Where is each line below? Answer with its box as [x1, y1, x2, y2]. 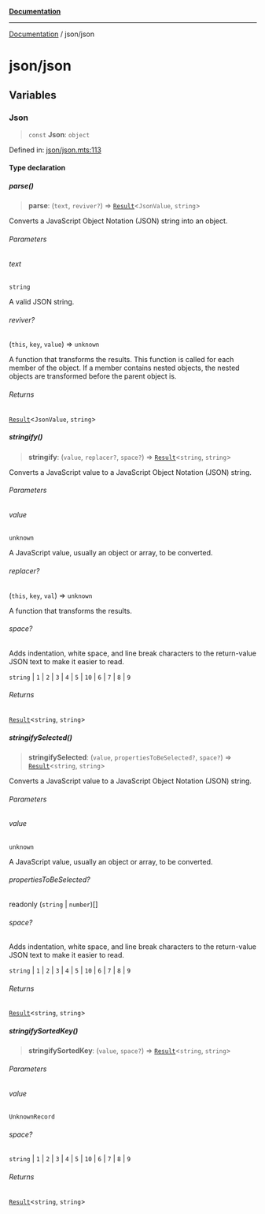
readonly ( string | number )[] [9, 899, 98, 910]
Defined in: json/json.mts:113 [9, 145, 101, 155]
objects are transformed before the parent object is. [9, 372, 177, 381]
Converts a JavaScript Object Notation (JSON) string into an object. [9, 216, 228, 226]
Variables [9, 88, 57, 102]
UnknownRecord [9, 1113, 56, 1121]
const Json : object [28, 129, 90, 139]
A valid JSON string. [9, 297, 75, 307]
